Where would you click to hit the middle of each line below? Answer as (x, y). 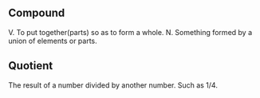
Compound (37, 13)
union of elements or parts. (53, 41)
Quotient (31, 66)
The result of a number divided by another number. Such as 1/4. (113, 85)
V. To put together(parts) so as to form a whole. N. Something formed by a (130, 32)
